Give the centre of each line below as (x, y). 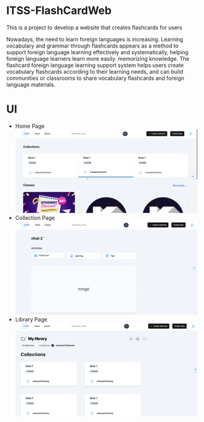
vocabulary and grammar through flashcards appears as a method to (93, 46)
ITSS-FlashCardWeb (59, 11)
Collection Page (35, 217)
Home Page (30, 126)
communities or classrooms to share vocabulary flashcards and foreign (95, 78)
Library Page (31, 320)
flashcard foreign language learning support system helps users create (95, 65)
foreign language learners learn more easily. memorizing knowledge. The (98, 58)
